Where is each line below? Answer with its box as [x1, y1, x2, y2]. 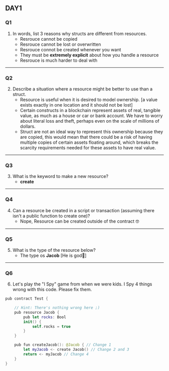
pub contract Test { [5, 296, 49, 301]
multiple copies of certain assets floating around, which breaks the [20, 139, 158, 145]
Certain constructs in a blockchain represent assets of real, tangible [20, 107, 161, 113]
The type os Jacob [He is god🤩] [20, 252, 87, 258]
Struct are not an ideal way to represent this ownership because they [20, 128, 163, 135]
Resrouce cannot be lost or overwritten [20, 41, 102, 47]
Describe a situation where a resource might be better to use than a [12, 85, 153, 92]
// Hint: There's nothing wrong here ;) [14, 305, 100, 311]
